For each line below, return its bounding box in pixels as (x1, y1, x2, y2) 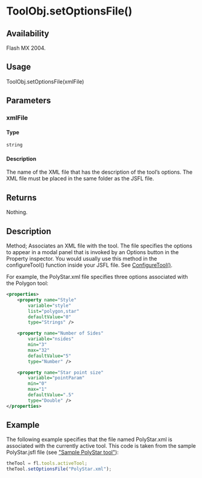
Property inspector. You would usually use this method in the (6, 255, 157, 263)
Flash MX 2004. (6, 44, 46, 51)
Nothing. (6, 209, 28, 216)
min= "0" (28, 381, 47, 387)
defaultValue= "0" (28, 313, 71, 320)
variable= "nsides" (28, 336, 74, 342)
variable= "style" (28, 303, 71, 309)
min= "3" (28, 342, 47, 348)
